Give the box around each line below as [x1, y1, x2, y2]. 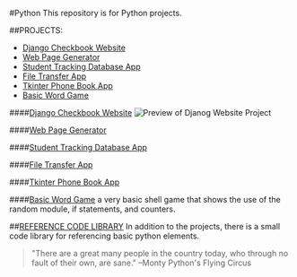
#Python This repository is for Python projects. [9, 8, 182, 18]
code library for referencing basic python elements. [9, 230, 200, 241]
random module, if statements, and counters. [9, 203, 177, 214]
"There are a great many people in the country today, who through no [31, 248, 289, 258]
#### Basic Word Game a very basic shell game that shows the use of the [9, 195, 281, 204]
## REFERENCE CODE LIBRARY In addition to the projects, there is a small [9, 221, 281, 231]
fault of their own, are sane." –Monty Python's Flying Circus [31, 257, 252, 268]
